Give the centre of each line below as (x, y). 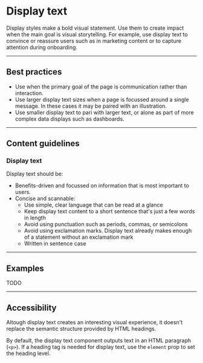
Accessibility (31, 308)
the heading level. (28, 353)
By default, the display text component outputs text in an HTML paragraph (99, 341)
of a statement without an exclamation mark (79, 237)
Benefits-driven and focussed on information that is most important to (102, 185)
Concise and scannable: (45, 199)
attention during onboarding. (42, 47)
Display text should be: (35, 174)
